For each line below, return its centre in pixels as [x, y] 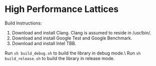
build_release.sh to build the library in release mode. [60, 58]
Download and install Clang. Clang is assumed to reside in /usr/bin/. [81, 32]
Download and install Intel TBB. [44, 43]
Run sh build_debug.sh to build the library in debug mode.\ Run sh [73, 53]
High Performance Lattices [61, 9]
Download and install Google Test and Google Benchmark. [72, 38]
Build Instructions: [23, 23]
